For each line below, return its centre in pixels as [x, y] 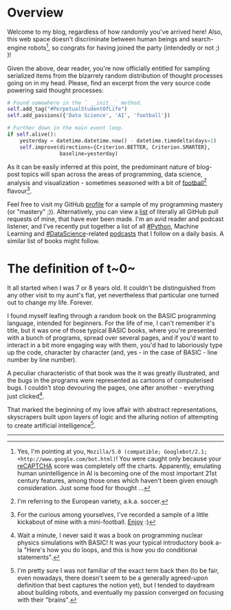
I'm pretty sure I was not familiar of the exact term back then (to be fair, [118, 571]
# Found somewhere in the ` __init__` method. [75, 103]
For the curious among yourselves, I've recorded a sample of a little [112, 515]
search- [202, 39]
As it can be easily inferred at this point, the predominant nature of [101, 167]
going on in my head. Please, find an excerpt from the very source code [109, 83]
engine [17, 48]
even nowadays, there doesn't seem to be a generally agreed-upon [112, 578]
